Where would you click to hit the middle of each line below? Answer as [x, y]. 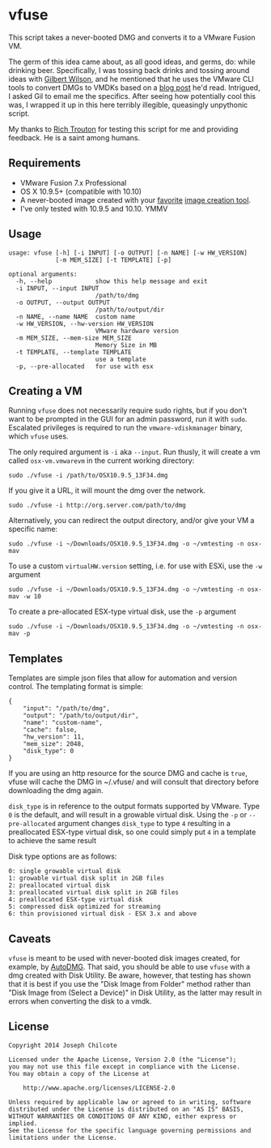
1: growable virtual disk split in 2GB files [86, 878]
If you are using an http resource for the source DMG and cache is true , [128, 773]
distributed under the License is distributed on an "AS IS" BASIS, [126, 1109]
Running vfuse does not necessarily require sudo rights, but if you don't [128, 410]
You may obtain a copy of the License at [79, 1073]
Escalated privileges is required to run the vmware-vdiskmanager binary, [125, 428]
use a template [121, 359]
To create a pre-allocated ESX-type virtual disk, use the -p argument [123, 612]
